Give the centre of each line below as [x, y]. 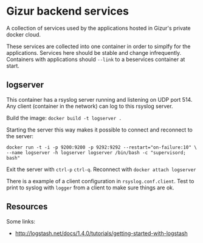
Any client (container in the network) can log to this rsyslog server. [90, 106]
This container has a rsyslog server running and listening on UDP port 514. [99, 99]
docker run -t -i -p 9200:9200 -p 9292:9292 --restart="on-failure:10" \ [102, 147]
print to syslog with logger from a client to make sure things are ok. [90, 188]
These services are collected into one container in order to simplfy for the [98, 46]
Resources [27, 207]
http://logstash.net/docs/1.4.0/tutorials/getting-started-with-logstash [101, 233]
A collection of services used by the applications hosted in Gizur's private [99, 28]
